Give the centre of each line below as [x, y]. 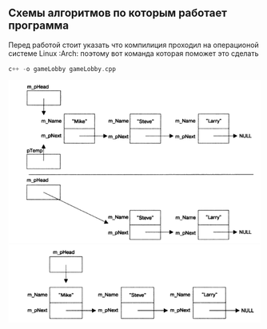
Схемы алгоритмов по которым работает [118, 13]
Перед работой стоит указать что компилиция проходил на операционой [134, 45]
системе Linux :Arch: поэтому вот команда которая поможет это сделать [133, 53]
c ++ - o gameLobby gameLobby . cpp [62, 69]
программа [39, 26]
